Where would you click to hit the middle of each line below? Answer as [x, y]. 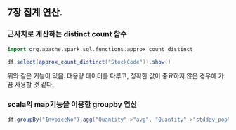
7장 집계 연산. [35, 13]
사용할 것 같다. [34, 85]
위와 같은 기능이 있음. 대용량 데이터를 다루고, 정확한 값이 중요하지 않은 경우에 [112, 76]
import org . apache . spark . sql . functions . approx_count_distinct [100, 49]
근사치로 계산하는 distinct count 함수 [67, 34]
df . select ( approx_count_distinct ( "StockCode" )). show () [89, 62]
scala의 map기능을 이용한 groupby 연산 [72, 105]
